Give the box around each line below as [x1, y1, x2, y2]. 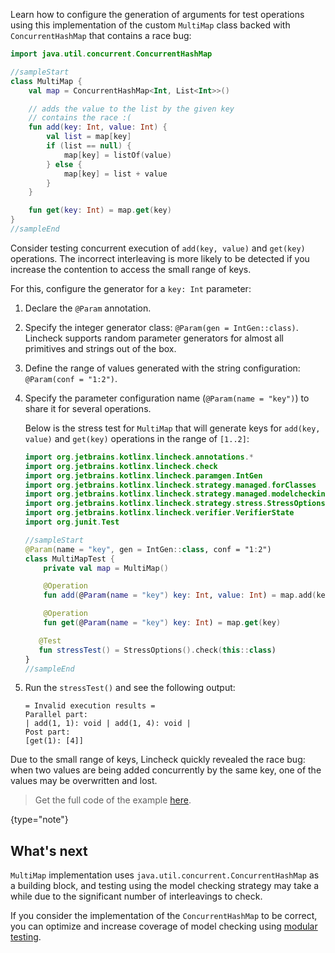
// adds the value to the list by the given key [28, 104, 235, 114]
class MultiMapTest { [24, 554, 115, 564]
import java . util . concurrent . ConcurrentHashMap [10, 49, 213, 59]
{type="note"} [10, 814, 69, 826]
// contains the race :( [28, 113, 132, 123]
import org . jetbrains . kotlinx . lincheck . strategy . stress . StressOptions [24, 499, 326, 509]
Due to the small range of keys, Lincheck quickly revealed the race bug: [10, 754, 306, 766]
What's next [10, 842, 88, 859]
